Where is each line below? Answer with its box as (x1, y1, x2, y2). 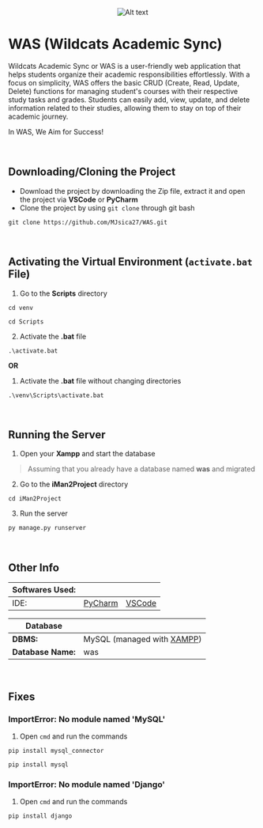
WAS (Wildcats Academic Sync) (8, 36, 223, 53)
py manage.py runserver (8, 524, 87, 532)
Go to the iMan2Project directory (19, 479, 129, 490)
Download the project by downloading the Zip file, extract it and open (19, 186, 246, 195)
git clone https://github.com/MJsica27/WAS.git (8, 218, 168, 226)
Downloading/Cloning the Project (8, 165, 176, 179)
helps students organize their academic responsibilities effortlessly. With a (8, 70, 250, 79)
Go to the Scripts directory (19, 289, 108, 298)
